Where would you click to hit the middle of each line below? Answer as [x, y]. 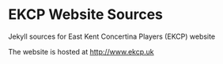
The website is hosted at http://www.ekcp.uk [81, 51]
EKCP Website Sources [86, 15]
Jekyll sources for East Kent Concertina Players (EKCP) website [112, 36]
